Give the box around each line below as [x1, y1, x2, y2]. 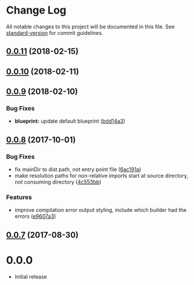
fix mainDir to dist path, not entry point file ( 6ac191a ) [14, 166, 142, 173]
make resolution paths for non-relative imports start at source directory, [14, 172, 189, 179]
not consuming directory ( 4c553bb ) [14, 178, 102, 186]
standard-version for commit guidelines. [6, 29, 103, 36]
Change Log [6, 4, 66, 17]
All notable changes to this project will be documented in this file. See [6, 23, 175, 30]
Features [6, 193, 32, 201]
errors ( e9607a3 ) [14, 213, 56, 220]
